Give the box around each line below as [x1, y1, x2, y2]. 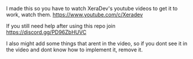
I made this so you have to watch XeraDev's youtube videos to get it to [6, 5, 178, 12]
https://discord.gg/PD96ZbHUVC [6, 29, 87, 36]
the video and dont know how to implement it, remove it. [6, 46, 143, 53]
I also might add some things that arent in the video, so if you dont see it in [6, 40, 188, 47]
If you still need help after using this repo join [6, 23, 116, 29]
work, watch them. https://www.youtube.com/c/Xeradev [6, 11, 143, 18]
